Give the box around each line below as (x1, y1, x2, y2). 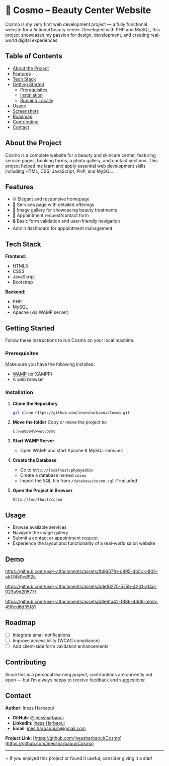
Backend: (5, 289, 26, 295)
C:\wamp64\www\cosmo (12, 429, 56, 434)
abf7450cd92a (5, 574, 36, 580)
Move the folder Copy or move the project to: (12, 419, 107, 425)
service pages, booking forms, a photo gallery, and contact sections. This (5, 157, 158, 163)
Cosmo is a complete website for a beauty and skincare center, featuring (5, 152, 156, 158)
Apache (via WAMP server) (12, 309, 69, 315)
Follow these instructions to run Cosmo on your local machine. (5, 337, 135, 343)
